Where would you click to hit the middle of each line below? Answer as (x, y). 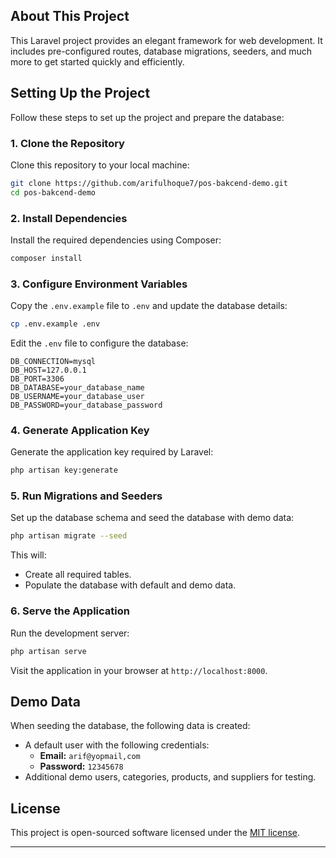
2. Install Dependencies (69, 218)
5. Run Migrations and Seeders (86, 496)
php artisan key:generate (64, 470)
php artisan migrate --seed (69, 536)
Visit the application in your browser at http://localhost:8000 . (139, 670)
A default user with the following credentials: (117, 745)
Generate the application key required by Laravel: (112, 452)
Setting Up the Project (80, 93)
